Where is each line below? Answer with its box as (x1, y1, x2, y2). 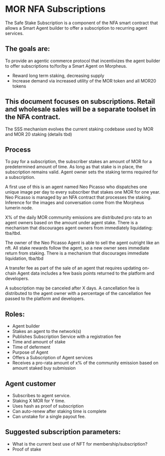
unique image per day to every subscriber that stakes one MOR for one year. (5, 189, 161, 195)
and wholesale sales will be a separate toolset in (5, 105, 156, 114)
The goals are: (5, 44, 50, 53)
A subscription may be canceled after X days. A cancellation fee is (5, 285, 140, 291)
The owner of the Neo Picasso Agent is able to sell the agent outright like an (5, 240, 160, 246)
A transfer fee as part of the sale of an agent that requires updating (5, 265, 141, 271)
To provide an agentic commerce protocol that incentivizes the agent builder (5, 58, 161, 64)
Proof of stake (12, 446, 41, 452)
